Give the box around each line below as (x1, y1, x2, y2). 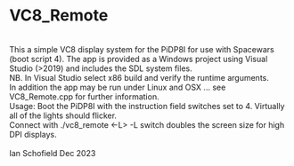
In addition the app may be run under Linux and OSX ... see (9, 82, 226, 92)
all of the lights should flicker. (9, 110, 118, 121)
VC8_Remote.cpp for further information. (9, 91, 159, 102)
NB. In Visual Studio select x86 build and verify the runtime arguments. (9, 72, 269, 83)
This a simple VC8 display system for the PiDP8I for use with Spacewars (9, 43, 274, 54)
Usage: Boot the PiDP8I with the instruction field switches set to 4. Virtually (9, 100, 285, 111)
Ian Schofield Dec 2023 (9, 147, 96, 158)
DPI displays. (9, 129, 58, 139)
